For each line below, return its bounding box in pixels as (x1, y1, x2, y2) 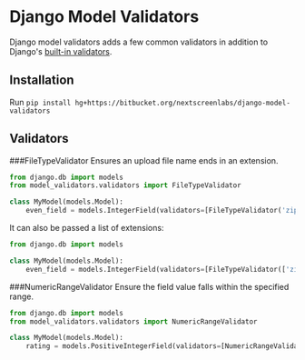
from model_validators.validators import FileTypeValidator (9, 181, 242, 190)
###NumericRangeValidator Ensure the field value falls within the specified (9, 281, 290, 292)
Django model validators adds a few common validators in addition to (9, 36, 269, 47)
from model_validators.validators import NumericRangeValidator (9, 316, 258, 326)
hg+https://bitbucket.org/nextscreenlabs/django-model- (74, 98, 290, 107)
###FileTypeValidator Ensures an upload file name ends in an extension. (9, 155, 279, 165)
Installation (9, 73, 74, 88)
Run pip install (9, 96, 72, 107)
